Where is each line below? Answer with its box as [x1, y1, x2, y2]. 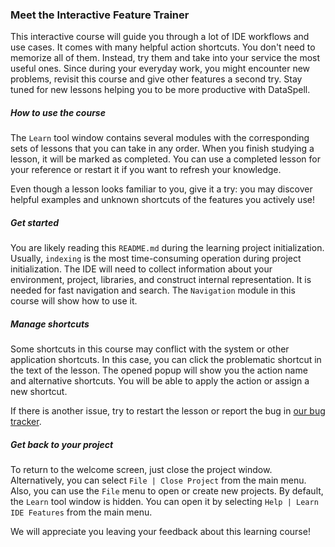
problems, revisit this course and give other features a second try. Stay [10, 73, 303, 85]
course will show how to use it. [10, 295, 138, 307]
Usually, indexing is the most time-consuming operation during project [10, 253, 302, 265]
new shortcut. [10, 386, 68, 398]
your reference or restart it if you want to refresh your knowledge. [10, 164, 282, 176]
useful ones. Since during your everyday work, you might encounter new [10, 63, 311, 75]
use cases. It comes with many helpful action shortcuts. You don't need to [10, 41, 316, 53]
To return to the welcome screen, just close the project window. [10, 464, 273, 476]
